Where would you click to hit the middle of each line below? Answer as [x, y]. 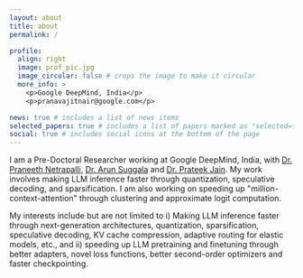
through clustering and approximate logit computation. [181, 199]
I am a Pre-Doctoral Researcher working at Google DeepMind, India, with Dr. [151, 160]
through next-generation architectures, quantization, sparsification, [134, 226]
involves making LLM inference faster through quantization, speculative [142, 179]
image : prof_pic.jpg [56, 68]
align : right [42, 60]
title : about [34, 26]
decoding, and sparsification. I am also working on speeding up [127, 189]
